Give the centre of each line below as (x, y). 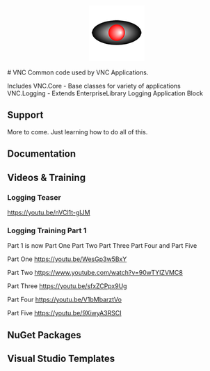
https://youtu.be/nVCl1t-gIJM (49, 212)
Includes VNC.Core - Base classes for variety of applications (94, 86)
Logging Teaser (34, 197)
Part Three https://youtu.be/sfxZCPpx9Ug (67, 286)
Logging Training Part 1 (47, 230)
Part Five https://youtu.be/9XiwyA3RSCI (64, 313)
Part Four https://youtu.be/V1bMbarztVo (64, 300)
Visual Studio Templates (61, 358)
